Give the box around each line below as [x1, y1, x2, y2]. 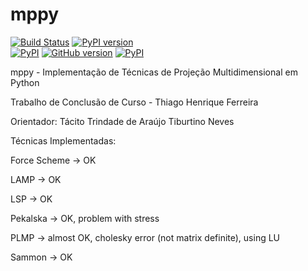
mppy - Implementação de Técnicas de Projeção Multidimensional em [10, 66, 298, 78]
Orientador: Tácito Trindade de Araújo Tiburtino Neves [10, 115, 235, 127]
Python [10, 76, 40, 88]
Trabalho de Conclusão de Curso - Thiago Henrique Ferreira [10, 96, 259, 108]
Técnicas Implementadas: [10, 134, 117, 147]
